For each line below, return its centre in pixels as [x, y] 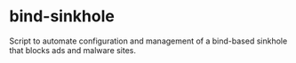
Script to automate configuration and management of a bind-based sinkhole [148, 41]
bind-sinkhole [62, 16]
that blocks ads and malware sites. [72, 50]
